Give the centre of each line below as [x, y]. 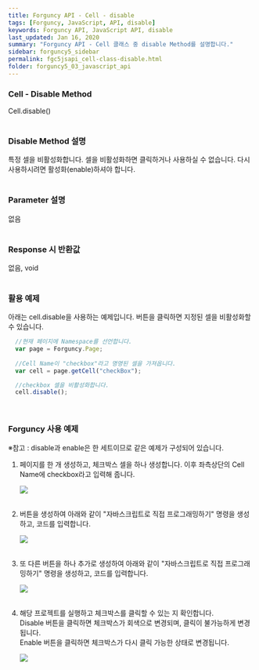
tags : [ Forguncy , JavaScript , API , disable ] [82, 23]
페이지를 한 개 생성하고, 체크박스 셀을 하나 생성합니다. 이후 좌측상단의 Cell [132, 464]
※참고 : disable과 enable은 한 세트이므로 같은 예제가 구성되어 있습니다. [116, 447]
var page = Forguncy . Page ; [59, 349]
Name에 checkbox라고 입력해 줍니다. [77, 474]
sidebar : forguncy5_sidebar [54, 52]
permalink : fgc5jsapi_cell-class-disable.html [85, 60]
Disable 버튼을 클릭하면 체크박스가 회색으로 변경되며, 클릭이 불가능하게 [128, 623]
